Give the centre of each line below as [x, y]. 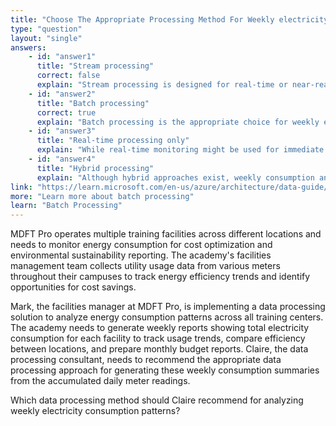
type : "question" [46, 29]
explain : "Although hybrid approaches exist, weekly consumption [175, 177]
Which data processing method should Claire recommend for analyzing [157, 400]
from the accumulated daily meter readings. [100, 381]
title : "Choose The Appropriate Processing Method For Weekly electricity [169, 19]
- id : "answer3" [62, 131]
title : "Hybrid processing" [95, 168]
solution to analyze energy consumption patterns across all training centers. [167, 317]
